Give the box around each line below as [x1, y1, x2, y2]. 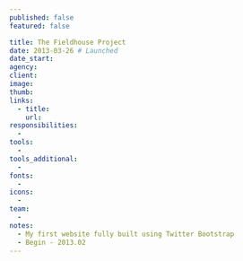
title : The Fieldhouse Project [9, 38, 126, 47]
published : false [9, 13, 74, 22]
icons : [9, 187, 34, 197]
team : [9, 204, 30, 213]
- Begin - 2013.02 [17, 238, 87, 247]
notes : [9, 221, 34, 230]
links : [9, 96, 34, 105]
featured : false [9, 22, 70, 30]
